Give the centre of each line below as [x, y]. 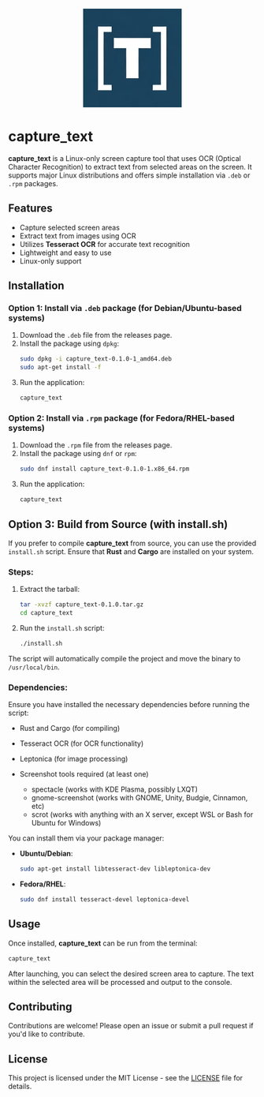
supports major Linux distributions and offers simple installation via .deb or [129, 175]
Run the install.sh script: [62, 627]
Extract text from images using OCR [78, 236]
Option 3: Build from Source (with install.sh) [118, 524]
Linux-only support [50, 260]
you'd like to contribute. [46, 1034]
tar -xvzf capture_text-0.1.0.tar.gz [82, 605]
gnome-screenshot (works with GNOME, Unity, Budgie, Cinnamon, [139, 798]
